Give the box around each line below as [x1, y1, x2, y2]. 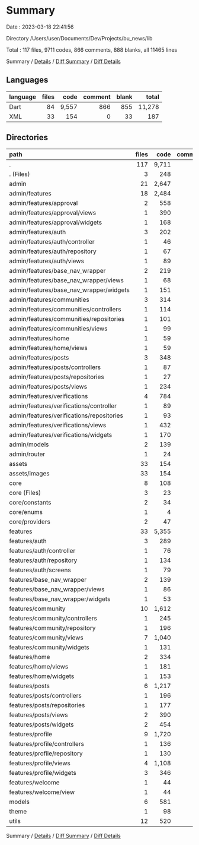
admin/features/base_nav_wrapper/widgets [9, 286, 130, 294]
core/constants [9, 498, 52, 506]
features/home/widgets [9, 672, 75, 680]
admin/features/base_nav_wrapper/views [9, 276, 124, 284]
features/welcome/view [9, 788, 75, 796]
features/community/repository [9, 623, 96, 632]
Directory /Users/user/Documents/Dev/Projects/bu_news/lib [6, 34, 153, 42]
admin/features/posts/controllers [9, 363, 101, 371]
